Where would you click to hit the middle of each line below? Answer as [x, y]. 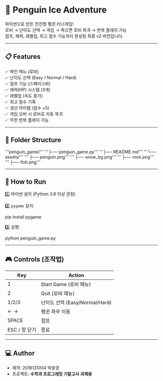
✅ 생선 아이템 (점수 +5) [27, 108]
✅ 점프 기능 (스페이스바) [28, 83]
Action [76, 275]
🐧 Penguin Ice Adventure [56, 10]
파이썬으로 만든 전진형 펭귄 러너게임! [39, 24]
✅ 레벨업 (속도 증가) [24, 95]
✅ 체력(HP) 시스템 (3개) [28, 90]
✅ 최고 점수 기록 [20, 102]
